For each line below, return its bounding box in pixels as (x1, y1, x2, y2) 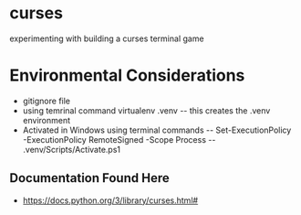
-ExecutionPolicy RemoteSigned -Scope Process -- (22, 134, 216, 145)
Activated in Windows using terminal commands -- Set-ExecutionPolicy (22, 124, 292, 135)
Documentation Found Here (9, 170, 171, 186)
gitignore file (22, 95, 71, 106)
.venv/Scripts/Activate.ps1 (22, 144, 121, 155)
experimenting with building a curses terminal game (9, 33, 204, 44)
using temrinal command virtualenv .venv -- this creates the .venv (22, 104, 271, 116)
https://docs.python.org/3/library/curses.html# (22, 195, 199, 206)
